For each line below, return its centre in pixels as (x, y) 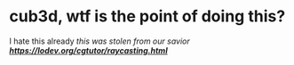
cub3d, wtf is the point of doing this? (147, 16)
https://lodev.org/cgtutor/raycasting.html (88, 50)
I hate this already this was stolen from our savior (99, 41)
